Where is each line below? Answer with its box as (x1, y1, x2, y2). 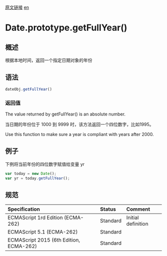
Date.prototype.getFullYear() (5, 22, 128, 33)
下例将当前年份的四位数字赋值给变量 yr (5, 161, 85, 167)
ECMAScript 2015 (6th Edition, (7, 237, 81, 244)
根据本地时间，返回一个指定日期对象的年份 (5, 57, 92, 63)
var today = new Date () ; (5, 171, 57, 176)
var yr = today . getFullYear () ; (5, 176, 70, 181)
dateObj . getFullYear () (5, 87, 52, 92)
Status (100, 206, 116, 213)
